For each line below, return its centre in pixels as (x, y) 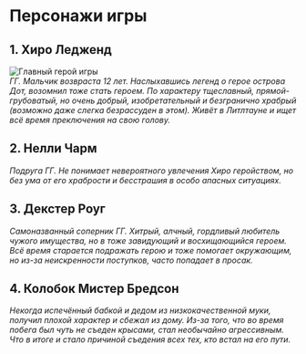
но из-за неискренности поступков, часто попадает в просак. (131, 260)
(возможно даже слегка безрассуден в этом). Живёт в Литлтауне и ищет (153, 110)
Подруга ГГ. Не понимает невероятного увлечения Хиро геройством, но (152, 171)
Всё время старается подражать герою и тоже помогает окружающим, (151, 250)
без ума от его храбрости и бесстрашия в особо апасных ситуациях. (146, 180)
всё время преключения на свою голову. (90, 120)
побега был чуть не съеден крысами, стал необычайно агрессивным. (147, 330)
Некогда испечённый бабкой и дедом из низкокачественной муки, (140, 310)
